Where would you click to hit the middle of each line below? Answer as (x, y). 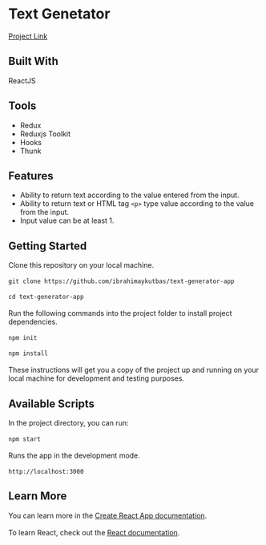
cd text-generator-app (46, 297)
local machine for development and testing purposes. (97, 378)
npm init (23, 338)
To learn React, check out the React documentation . (94, 532)
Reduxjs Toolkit (45, 134)
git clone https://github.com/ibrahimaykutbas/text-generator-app (121, 281)
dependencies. (33, 322)
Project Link (28, 36)
